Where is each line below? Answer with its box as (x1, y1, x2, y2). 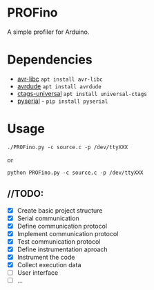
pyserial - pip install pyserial (17, 97, 108, 105)
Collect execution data (17, 261, 81, 269)
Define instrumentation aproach (17, 245, 108, 253)
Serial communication (17, 214, 79, 222)
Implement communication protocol (17, 229, 119, 238)
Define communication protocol (17, 222, 108, 230)
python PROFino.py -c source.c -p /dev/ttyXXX (7, 169, 144, 176)
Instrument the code (17, 253, 75, 261)
